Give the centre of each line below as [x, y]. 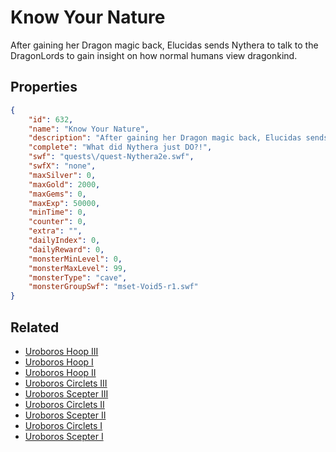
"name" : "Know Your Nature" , [89, 129]
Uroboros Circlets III [66, 383]
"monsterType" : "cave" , [78, 277]
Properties [44, 87]
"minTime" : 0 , [57, 212]
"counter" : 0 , [57, 222]
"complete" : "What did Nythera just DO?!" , [120, 147]
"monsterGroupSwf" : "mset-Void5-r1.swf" [113, 287]
